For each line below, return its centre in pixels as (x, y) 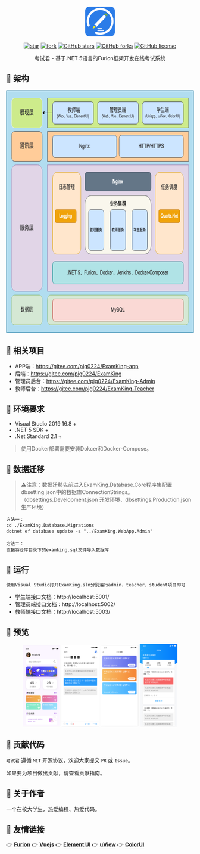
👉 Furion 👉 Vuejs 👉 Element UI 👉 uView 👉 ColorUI (75, 844)
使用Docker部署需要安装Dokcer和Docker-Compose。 (86, 449)
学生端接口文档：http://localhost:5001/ (62, 597)
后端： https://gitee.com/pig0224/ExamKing (68, 374)
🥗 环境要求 (25, 409)
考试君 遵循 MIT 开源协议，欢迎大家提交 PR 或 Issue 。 (70, 760)
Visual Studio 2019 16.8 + (46, 424)
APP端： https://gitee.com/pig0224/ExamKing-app (76, 366)
